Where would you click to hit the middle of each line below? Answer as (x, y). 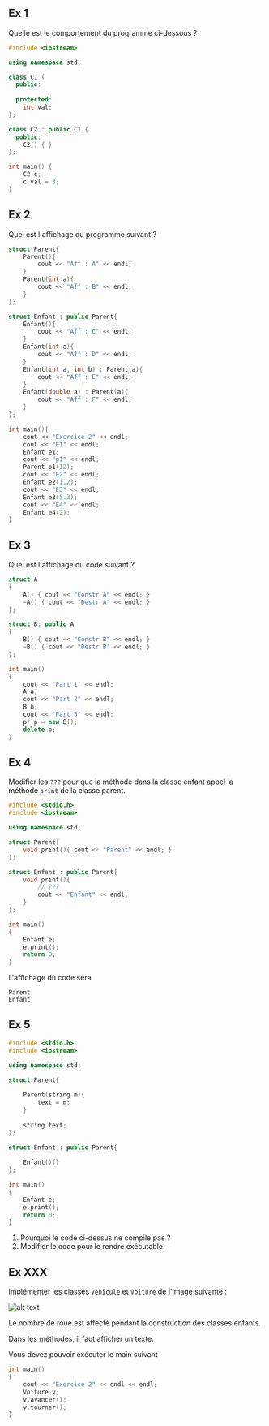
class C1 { (27, 77)
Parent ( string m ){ (54, 1095)
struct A (23, 579)
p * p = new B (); (51, 722)
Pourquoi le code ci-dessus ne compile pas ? (95, 1238)
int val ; (38, 108)
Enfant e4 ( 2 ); (47, 512)
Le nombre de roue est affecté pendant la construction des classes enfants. (135, 1323)
